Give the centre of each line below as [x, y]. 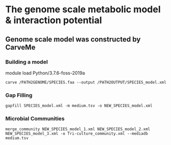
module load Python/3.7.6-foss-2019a [45, 73]
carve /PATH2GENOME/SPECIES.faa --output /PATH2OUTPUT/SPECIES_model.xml [86, 82]
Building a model [26, 61]
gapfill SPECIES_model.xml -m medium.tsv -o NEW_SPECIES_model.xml [79, 106]
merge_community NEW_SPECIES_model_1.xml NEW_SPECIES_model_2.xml [78, 129]
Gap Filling [19, 95]
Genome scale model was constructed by [73, 39]
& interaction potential [54, 20]
